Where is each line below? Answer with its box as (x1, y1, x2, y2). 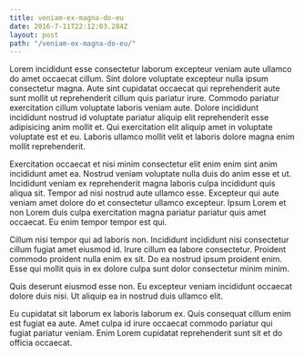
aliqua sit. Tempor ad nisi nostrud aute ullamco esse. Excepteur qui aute (9, 188, 279, 198)
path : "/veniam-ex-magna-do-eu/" (9, 38, 137, 48)
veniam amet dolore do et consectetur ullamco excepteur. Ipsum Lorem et (9, 198, 287, 208)
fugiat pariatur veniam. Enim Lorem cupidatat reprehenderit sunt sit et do (9, 328, 283, 339)
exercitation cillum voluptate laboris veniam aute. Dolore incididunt (9, 102, 259, 114)
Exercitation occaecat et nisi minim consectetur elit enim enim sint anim (9, 158, 278, 169)
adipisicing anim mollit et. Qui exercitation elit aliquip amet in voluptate (9, 122, 273, 133)
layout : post (9, 30, 59, 39)
